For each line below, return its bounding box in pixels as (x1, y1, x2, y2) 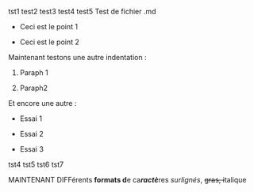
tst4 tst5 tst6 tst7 (8, 160, 64, 169)
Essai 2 (19, 130, 44, 138)
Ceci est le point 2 (19, 37, 79, 47)
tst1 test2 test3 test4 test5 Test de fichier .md (8, 7, 156, 16)
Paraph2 (19, 83, 48, 92)
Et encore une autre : (8, 99, 77, 107)
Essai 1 (19, 114, 42, 123)
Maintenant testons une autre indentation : (8, 53, 147, 62)
